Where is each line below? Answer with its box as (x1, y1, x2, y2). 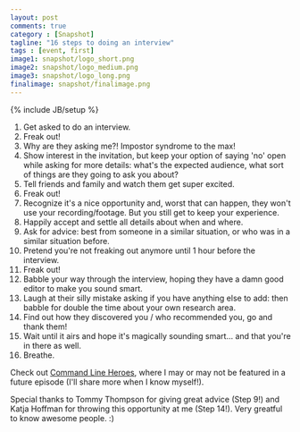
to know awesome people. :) (10, 412, 115, 423)
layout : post (10, 13, 59, 22)
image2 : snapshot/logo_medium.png (10, 64, 139, 72)
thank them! (22, 321, 68, 332)
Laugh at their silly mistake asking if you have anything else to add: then (22, 292, 288, 303)
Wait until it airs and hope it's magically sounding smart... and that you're (22, 330, 291, 341)
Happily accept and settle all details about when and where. (22, 216, 244, 227)
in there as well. (22, 340, 81, 351)
